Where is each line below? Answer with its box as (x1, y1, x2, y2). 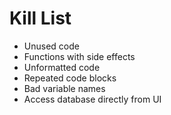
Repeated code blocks (23, 72, 117, 84)
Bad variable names (23, 82, 106, 94)
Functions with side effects (23, 50, 136, 62)
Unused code (23, 40, 80, 52)
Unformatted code (23, 61, 101, 73)
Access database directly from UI (23, 93, 162, 105)
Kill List (9, 7, 72, 30)
